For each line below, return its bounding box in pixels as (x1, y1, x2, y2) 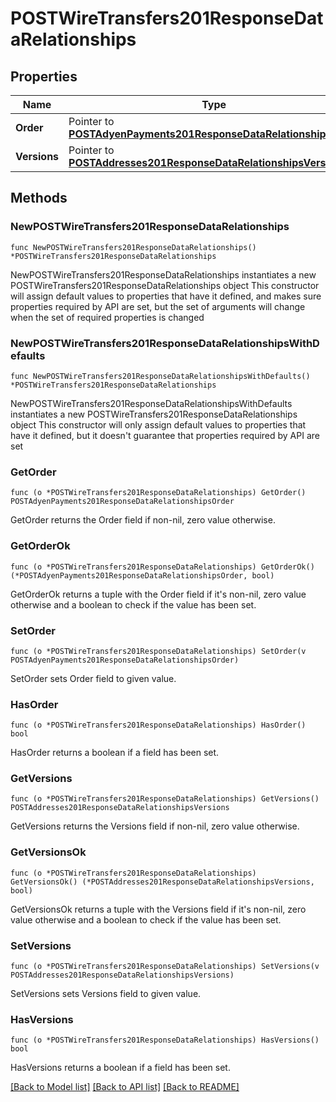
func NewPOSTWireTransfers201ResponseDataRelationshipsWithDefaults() (10, 371, 311, 381)
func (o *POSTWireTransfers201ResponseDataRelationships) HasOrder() (10, 720, 307, 731)
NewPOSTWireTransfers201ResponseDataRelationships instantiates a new (10, 268, 317, 281)
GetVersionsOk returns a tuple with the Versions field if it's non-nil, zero (10, 903, 307, 915)
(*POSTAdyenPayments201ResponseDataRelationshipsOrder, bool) (10, 570, 275, 581)
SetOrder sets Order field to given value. (10, 672, 177, 684)
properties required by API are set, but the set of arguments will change (10, 300, 306, 312)
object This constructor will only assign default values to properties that (10, 418, 307, 431)
